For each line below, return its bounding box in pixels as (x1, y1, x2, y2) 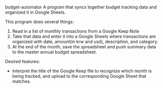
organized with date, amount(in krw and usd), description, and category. (12, 39, 159, 44)
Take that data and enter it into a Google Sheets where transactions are (12, 34, 156, 39)
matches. (12, 78, 31, 84)
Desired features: (5, 59, 40, 64)
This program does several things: (5, 19, 74, 24)
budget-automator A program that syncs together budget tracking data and (5, 4, 157, 10)
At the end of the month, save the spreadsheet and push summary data (12, 44, 157, 49)
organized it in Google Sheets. (5, 9, 66, 15)
